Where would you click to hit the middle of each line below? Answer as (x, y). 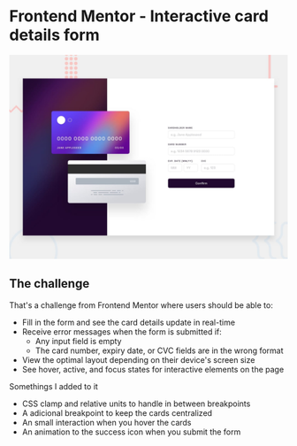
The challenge (49, 284)
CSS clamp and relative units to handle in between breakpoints (136, 404)
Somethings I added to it (54, 386)
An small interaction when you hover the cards (107, 422)
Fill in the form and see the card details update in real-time (129, 322)
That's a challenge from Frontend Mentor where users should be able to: (141, 305)
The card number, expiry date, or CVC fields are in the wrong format (160, 350)
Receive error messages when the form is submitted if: (122, 331)
